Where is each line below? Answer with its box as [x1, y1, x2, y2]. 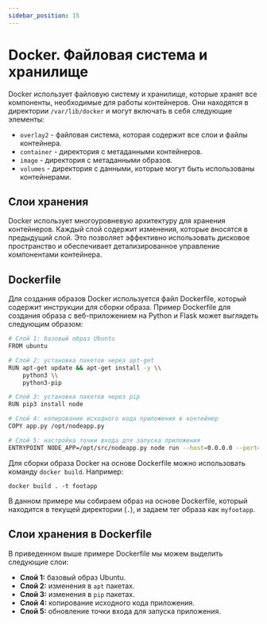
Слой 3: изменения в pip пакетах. [19, 589, 135, 599]
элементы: [8, 114, 45, 124]
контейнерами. [19, 172, 72, 181]
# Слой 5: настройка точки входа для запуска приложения [8, 436, 201, 444]
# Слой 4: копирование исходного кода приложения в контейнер [8, 415, 219, 423]
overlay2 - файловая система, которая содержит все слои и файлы [19, 130, 248, 139]
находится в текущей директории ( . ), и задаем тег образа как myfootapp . [8, 504, 256, 514]
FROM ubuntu [8, 343, 48, 351]
